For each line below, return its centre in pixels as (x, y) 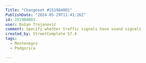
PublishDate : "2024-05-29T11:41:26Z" (46, 15)
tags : (11, 39)
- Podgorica (23, 48)
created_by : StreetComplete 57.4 (41, 34)
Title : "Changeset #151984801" (39, 10)
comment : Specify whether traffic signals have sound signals (73, 29)
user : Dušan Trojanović (31, 24)
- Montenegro (24, 44)
